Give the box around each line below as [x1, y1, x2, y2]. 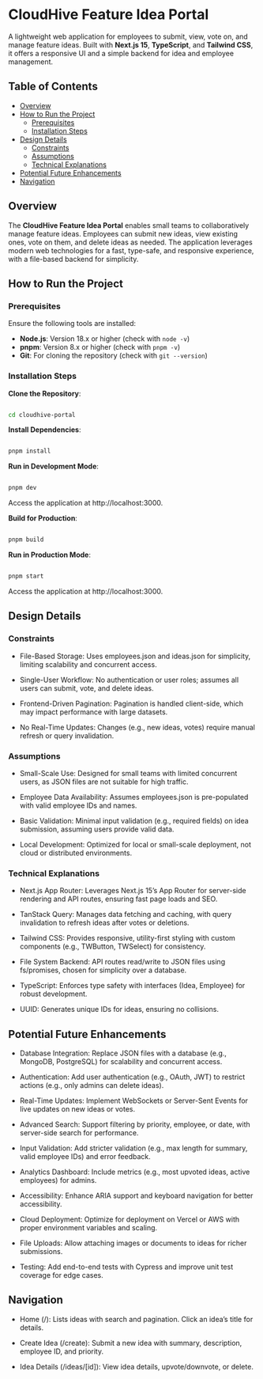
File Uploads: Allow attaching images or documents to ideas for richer [19, 1238, 247, 1248]
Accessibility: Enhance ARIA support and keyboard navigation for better [19, 1191, 254, 1200]
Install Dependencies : [8, 425, 81, 434]
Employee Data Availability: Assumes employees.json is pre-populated [19, 792, 249, 801]
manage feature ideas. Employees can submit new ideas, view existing [8, 229, 239, 238]
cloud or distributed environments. [19, 848, 133, 858]
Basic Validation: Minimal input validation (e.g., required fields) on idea [19, 816, 249, 825]
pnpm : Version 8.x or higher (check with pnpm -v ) [19, 343, 181, 352]
